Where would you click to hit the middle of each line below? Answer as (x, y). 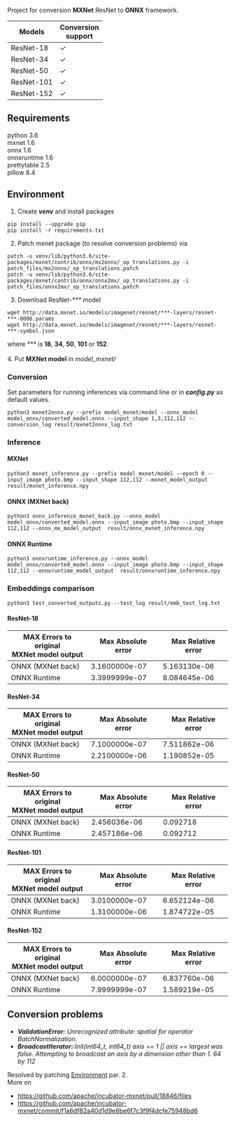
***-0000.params (31, 319)
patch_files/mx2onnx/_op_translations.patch (73, 268)
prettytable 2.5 (29, 165)
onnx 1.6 (19, 150)
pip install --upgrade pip (47, 224)
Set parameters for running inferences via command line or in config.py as (115, 392)
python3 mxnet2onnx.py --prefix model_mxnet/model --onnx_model (103, 412)
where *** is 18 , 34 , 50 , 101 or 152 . (58, 344)
